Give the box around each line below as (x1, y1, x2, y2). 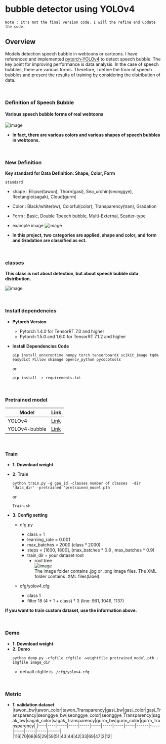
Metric (5, 691, 21, 697)
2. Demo (12, 646, 30, 652)
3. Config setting (12, 512, 48, 518)
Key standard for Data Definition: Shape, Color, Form (5, 170, 115, 176)
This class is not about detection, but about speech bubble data (5, 271, 139, 277)
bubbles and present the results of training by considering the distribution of (5, 72, 161, 78)
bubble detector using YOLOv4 (5, 3, 135, 15)
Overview (5, 38, 36, 46)
